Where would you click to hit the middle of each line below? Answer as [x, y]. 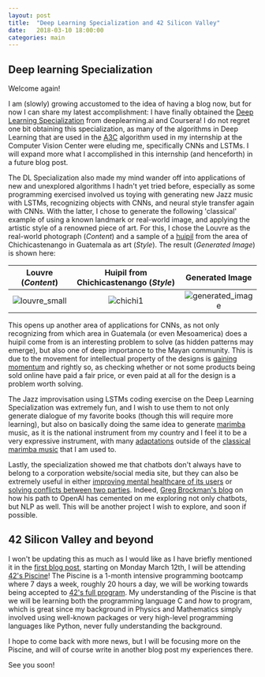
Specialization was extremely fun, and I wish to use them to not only [119, 408]
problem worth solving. [46, 384]
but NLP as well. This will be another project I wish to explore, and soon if [127, 507]
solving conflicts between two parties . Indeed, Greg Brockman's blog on [126, 490]
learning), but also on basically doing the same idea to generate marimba [127, 425]
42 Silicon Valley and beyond [81, 540]
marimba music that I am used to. [62, 450]
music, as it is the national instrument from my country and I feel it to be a [127, 433]
